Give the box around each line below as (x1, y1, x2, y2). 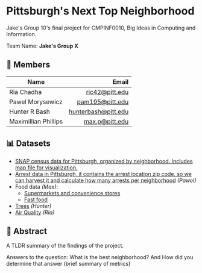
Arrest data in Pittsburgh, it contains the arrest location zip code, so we (14, 170, 192, 177)
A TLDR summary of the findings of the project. (6, 242, 124, 249)
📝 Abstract (6, 226, 47, 236)
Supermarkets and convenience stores (24, 189, 121, 196)
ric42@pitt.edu (86, 87, 129, 96)
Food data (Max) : (14, 183, 58, 190)
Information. (6, 30, 37, 37)
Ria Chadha (9, 87, 42, 96)
